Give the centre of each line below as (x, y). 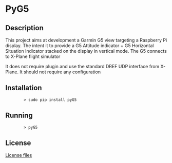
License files (19, 155)
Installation (24, 88)
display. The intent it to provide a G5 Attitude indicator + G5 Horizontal (80, 46)
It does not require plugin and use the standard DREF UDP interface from (82, 66)
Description (24, 28)
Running (19, 116)
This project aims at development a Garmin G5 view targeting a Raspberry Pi (86, 40)
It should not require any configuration (60, 72)
